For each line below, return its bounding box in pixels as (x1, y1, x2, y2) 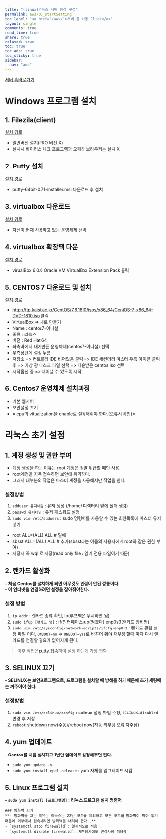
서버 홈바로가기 (5, 77, 35, 83)
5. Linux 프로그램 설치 (5, 783, 69, 792)
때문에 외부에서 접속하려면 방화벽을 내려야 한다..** (5, 819, 96, 824)
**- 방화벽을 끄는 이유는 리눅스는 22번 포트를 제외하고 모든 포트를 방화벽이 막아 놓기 (5, 813, 158, 818)
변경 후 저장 (12, 715, 36, 721)
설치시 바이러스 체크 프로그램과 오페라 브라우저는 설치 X (12, 146, 120, 152)
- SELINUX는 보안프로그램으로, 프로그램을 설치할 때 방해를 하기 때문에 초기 (5, 677, 148, 683)
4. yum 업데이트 (5, 738, 52, 746)
